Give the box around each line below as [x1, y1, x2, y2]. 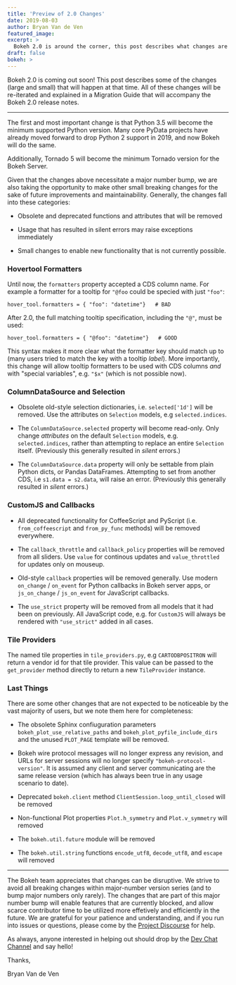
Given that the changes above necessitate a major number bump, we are [7, 175, 218, 184]
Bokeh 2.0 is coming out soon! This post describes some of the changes [7, 75, 217, 84]
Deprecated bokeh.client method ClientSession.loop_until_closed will [17, 793, 226, 801]
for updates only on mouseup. [17, 559, 105, 568]
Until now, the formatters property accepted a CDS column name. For [7, 280, 209, 289]
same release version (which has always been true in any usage [17, 772, 203, 780]
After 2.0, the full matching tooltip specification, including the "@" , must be [7, 314, 223, 322]
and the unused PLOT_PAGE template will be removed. [17, 736, 170, 744]
